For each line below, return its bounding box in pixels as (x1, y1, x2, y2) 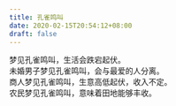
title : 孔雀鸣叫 (9, 12, 64, 22)
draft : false (9, 29, 57, 38)
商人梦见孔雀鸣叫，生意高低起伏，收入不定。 (9, 77, 172, 87)
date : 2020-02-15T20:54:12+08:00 (9, 21, 133, 30)
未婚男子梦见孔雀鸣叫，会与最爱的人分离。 (9, 65, 165, 76)
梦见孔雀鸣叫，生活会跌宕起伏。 (9, 55, 126, 65)
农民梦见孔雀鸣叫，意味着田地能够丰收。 (9, 87, 157, 98)
